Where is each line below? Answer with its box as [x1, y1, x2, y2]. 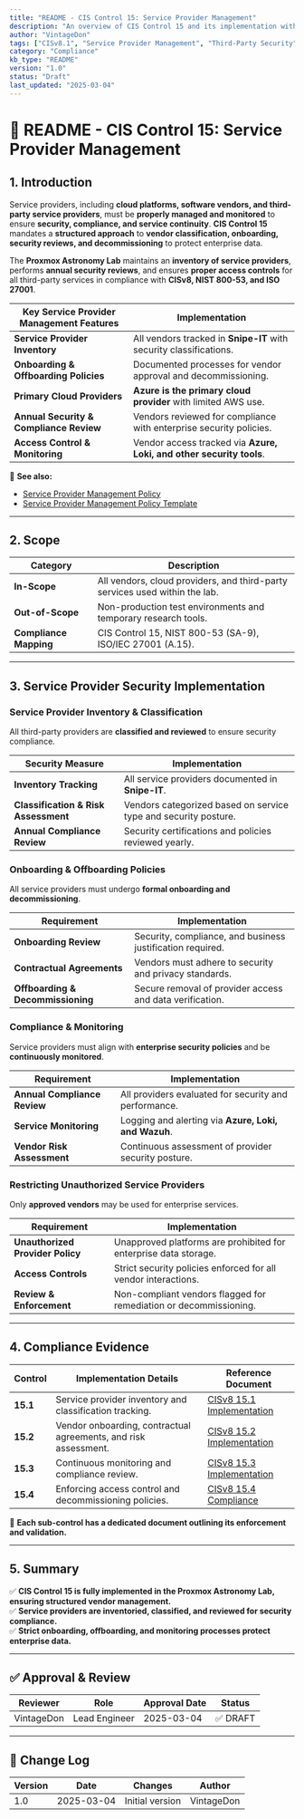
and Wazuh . [120, 1125, 174, 1138]
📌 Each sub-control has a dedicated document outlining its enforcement [9, 1516, 287, 1527]
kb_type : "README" [9, 55, 79, 64]
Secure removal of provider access [134, 982, 283, 995]
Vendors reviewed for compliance [132, 409, 277, 422]
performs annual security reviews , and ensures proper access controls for [9, 265, 293, 275]
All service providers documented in [123, 773, 278, 785]
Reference [225, 1366, 272, 1379]
